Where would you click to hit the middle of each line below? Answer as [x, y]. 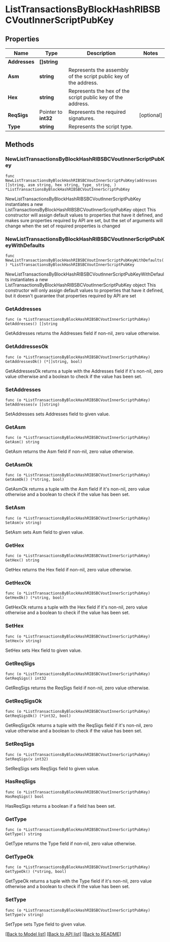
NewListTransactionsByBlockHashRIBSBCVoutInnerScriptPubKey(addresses [81, 180]
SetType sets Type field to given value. [46, 924]
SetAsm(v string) [24, 523]
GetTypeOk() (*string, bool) [36, 872]
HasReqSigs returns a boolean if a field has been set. [61, 806]
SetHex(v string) [24, 641]
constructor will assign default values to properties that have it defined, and [84, 215]
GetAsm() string [22, 442]
